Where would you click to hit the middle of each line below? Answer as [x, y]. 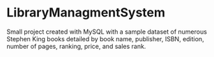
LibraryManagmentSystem [86, 13]
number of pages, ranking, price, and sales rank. [76, 46]
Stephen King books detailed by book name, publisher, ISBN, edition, [105, 38]
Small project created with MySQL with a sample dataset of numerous [107, 32]
